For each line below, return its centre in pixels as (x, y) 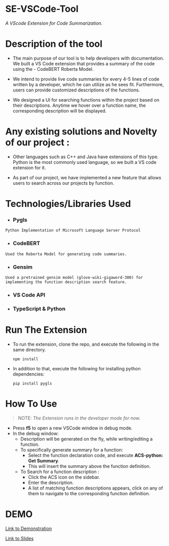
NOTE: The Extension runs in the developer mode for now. (79, 418)
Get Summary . (44, 461)
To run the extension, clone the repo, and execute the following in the (86, 344)
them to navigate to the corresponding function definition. (89, 493)
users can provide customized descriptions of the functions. (76, 90)
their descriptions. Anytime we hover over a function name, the (79, 105)
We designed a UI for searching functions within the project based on (86, 100)
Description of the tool (54, 44)
